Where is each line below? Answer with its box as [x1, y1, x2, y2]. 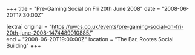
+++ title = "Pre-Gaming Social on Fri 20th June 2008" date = [6, 5, 160, 12]
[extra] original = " [6, 23, 52, 30]
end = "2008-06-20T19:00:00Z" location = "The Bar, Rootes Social [6, 36, 174, 42]
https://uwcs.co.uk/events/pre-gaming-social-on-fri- [51, 23, 184, 30]
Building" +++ [6, 42, 41, 49]
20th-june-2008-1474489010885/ [6, 29, 91, 36]
